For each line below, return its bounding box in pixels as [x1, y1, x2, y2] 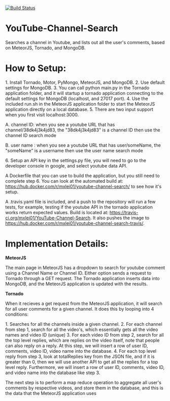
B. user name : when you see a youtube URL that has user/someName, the [5, 142, 161, 148]
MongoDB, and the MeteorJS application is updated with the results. [5, 281, 148, 287]
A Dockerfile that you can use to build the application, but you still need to [5, 173, 160, 179]
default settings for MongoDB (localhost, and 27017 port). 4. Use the [5, 95, 148, 102]
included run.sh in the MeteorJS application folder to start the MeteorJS [5, 101, 155, 107]
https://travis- [109, 209, 139, 215]
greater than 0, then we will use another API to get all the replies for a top [5, 358, 158, 365]
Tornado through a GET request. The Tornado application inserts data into [5, 275, 160, 281]
